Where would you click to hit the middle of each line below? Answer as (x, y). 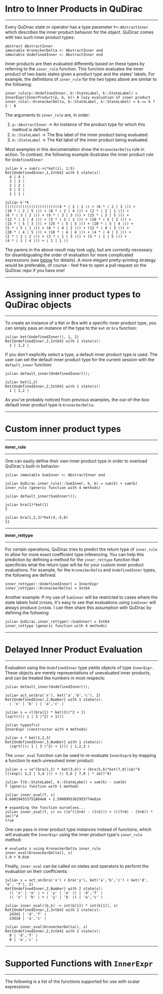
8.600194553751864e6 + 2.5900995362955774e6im (53, 799)
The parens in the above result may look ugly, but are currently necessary (79, 250)
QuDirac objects (38, 305)
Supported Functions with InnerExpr (79, 963)
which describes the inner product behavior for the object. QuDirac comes (79, 32)
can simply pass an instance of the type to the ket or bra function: (71, 328)
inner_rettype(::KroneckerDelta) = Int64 (48, 588)
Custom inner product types (63, 429)
